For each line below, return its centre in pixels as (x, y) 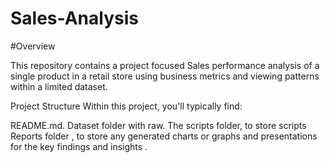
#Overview (33, 46)
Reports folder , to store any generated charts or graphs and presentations (164, 136)
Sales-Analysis (74, 18)
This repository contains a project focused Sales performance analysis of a (165, 65)
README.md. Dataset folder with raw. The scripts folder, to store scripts (158, 125)
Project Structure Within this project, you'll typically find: (126, 106)
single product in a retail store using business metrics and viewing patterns (165, 76)
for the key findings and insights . (79, 146)
